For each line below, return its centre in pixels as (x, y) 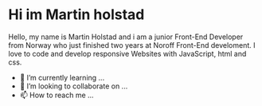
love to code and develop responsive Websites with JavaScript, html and (127, 53)
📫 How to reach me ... (57, 95)
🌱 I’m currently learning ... (62, 77)
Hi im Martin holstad (76, 15)
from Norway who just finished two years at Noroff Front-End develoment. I (132, 45)
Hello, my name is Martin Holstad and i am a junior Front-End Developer (126, 37)
